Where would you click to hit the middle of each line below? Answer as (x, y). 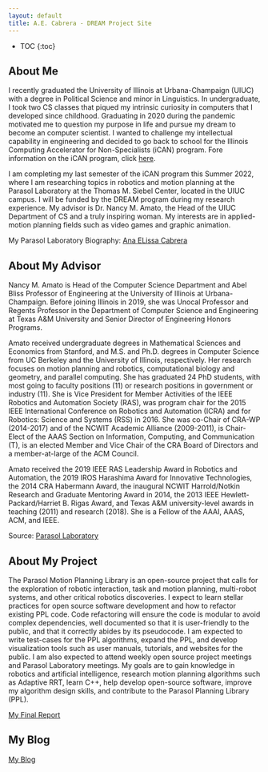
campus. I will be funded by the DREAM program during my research (122, 199)
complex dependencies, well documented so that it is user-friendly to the (129, 622)
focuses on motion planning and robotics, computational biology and (122, 368)
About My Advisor (55, 265)
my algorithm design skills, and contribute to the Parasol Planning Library (129, 690)
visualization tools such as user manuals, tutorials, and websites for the (126, 648)
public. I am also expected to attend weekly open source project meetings (130, 657)
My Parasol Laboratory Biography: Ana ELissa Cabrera (98, 240)
